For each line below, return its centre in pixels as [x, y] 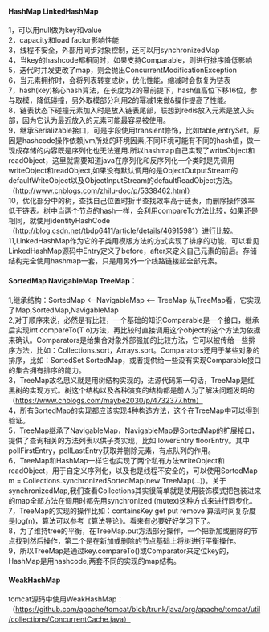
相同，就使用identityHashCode [59, 221]
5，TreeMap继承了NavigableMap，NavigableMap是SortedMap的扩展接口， [134, 430]
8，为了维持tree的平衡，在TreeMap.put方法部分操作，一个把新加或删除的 [130, 531]
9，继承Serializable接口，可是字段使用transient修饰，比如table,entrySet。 [131, 130]
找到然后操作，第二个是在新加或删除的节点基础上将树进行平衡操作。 [128, 541]
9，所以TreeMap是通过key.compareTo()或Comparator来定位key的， [121, 551]
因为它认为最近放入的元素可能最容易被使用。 [96, 120]
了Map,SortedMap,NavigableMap [63, 310]
